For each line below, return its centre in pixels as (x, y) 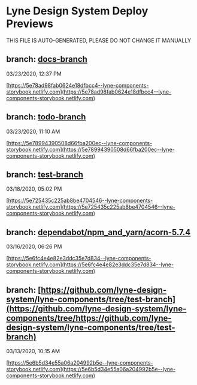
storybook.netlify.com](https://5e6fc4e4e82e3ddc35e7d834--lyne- (90, 264)
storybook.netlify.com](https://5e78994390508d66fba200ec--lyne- (90, 149)
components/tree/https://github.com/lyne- (89, 318)
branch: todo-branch (46, 117)
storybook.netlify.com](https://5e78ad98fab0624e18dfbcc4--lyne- (89, 92)
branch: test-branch (45, 174)
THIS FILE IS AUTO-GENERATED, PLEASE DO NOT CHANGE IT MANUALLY (99, 40)
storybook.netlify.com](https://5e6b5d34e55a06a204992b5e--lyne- (91, 369)
